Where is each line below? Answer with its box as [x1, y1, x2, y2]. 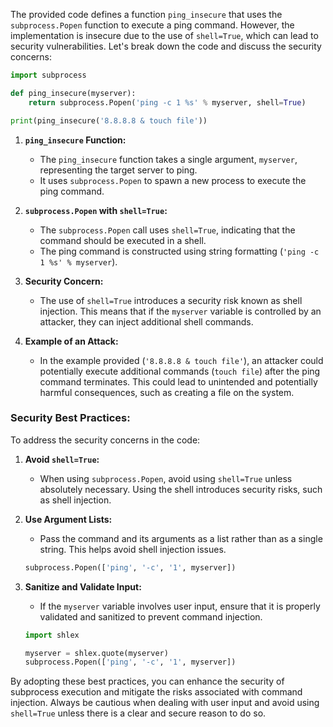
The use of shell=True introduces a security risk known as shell [39, 294, 303, 306]
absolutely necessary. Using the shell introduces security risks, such [39, 483, 323, 495]
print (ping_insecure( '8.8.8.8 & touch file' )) [10, 115, 208, 126]
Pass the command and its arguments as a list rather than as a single [39, 532, 323, 544]
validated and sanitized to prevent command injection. [39, 610, 263, 623]
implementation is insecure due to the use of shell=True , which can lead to [10, 30, 319, 41]
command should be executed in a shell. [39, 234, 207, 246]
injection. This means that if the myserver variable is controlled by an [39, 305, 322, 317]
